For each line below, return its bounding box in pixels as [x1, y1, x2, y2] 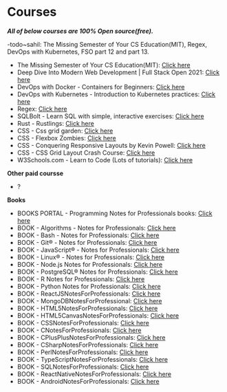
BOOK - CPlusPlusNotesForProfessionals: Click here [17, 333, 166, 341]
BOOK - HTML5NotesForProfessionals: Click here [17, 304, 158, 312]
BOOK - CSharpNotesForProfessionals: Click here [17, 340, 159, 349]
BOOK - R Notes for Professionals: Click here [17, 274, 145, 283]
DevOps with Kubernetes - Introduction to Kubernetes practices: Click [17, 90, 216, 98]
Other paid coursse [7, 169, 64, 177]
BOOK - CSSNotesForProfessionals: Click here [17, 318, 149, 327]
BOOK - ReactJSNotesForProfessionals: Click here [17, 290, 161, 298]
